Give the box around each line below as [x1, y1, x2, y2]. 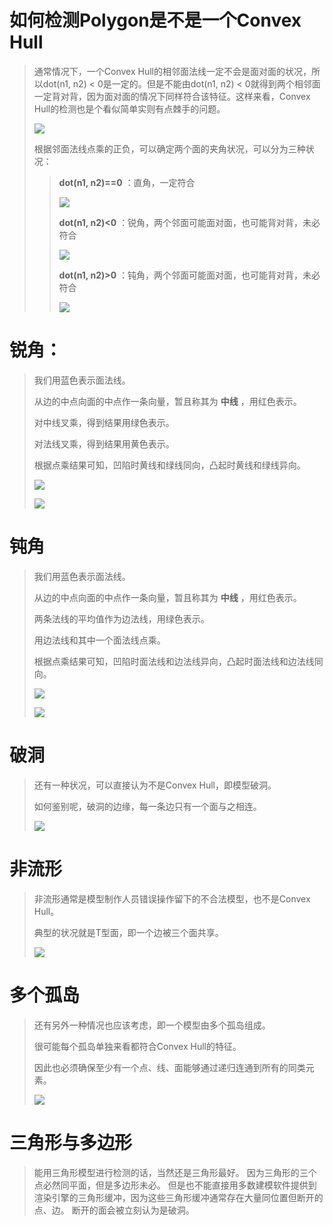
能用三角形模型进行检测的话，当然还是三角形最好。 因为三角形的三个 [33, 1166, 317, 1178]
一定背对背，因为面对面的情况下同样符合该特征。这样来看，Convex [33, 90, 311, 102]
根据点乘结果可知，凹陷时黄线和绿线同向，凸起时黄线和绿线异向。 [33, 459, 306, 471]
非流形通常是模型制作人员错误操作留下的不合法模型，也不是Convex [33, 892, 311, 905]
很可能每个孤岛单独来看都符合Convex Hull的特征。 [33, 1040, 242, 1052]
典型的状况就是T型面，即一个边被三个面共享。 [33, 926, 224, 938]
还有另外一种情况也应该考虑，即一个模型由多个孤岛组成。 [33, 1019, 271, 1031]
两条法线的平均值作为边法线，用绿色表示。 [33, 612, 210, 625]
